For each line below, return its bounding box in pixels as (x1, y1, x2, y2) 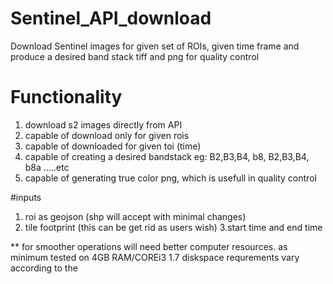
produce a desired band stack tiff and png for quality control (10, 50, 260, 62)
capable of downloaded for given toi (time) (24, 140, 202, 152)
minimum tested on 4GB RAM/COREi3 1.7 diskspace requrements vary (10, 251, 300, 263)
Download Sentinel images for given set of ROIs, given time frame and (10, 40, 300, 52)
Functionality (10, 86, 123, 109)
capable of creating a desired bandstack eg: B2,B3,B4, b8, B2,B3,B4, (24, 150, 310, 162)
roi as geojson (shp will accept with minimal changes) (24, 210, 247, 222)
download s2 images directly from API (24, 118, 183, 131)
